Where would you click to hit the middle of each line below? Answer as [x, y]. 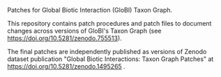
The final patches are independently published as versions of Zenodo [107, 52]
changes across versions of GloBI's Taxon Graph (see [84, 31]
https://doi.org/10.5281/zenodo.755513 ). [64, 38]
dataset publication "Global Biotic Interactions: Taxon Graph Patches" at [110, 59]
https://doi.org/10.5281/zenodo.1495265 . [66, 66]
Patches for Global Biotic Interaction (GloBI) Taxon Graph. [90, 10]
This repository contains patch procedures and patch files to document [109, 23]
